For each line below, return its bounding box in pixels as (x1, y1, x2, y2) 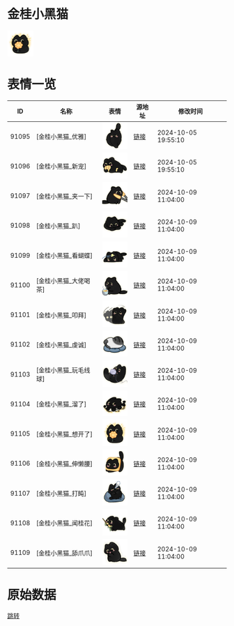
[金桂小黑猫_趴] (36, 221, 81, 230)
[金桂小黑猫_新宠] (36, 162, 87, 171)
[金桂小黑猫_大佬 (36, 277, 85, 285)
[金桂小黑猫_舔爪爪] (36, 549, 93, 557)
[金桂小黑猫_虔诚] (36, 340, 87, 349)
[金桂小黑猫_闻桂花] (36, 519, 93, 527)
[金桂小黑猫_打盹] (36, 489, 87, 498)
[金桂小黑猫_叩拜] (36, 311, 87, 319)
